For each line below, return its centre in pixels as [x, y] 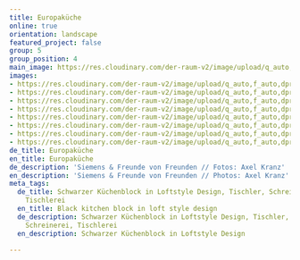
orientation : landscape [54, 34]
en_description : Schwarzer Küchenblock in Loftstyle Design [131, 233]
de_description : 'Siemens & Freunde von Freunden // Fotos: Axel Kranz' [147, 167]
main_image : [31, 68]
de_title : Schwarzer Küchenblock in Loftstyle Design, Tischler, [142, 192]
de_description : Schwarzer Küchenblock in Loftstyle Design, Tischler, [154, 217]
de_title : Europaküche [51, 150]
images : [24, 76]
